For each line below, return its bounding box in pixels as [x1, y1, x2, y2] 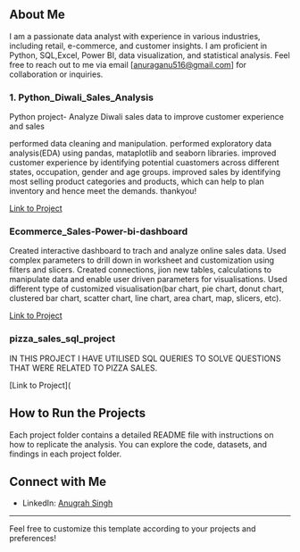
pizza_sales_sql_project [9, 332, 116, 345]
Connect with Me [9, 473, 107, 489]
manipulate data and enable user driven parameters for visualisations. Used [9, 274, 287, 285]
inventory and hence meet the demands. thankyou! [9, 186, 197, 197]
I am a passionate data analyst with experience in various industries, [9, 30, 261, 41]
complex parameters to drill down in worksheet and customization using [9, 255, 275, 266]
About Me [9, 7, 65, 22]
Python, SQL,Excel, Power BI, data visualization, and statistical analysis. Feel [9, 49, 290, 61]
